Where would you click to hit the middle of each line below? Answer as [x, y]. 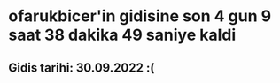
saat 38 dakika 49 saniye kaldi [122, 35]
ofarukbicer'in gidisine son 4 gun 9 [140, 16]
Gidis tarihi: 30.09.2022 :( [82, 68]
